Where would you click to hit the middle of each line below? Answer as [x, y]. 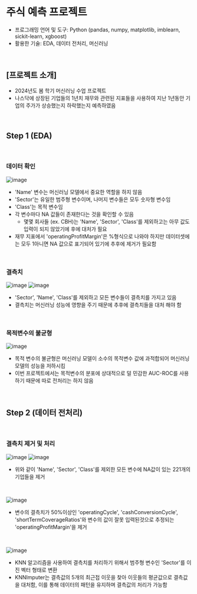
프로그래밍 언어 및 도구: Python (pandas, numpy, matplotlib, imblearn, [97, 30]
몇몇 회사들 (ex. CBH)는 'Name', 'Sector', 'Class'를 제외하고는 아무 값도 [106, 221]
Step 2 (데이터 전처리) [44, 413]
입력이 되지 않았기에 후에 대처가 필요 [65, 229]
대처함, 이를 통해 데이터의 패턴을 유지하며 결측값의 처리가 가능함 [94, 585]
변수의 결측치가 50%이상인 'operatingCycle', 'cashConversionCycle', [96, 512]
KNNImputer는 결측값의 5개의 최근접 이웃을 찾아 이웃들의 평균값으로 [93, 577]
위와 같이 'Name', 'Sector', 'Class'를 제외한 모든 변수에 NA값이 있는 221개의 [102, 469]
